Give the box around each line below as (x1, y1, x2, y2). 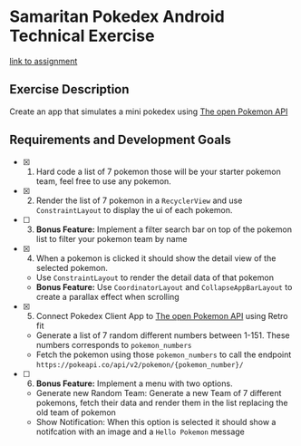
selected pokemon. (35, 262, 109, 273)
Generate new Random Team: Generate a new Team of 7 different (35, 387, 282, 398)
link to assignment (9, 55, 78, 66)
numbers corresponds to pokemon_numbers (35, 339, 192, 350)
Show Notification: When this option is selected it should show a (35, 416, 277, 427)
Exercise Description (9, 82, 130, 97)
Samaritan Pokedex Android (9, 6, 225, 27)
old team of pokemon (35, 406, 116, 418)
